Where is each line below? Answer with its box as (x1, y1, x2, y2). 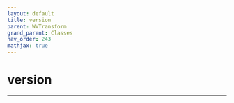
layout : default (7, 10, 54, 17)
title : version (7, 17, 52, 24)
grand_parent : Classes (7, 29, 73, 37)
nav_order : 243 (7, 36, 52, 43)
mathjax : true (7, 42, 49, 49)
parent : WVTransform (7, 23, 68, 30)
